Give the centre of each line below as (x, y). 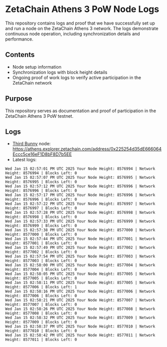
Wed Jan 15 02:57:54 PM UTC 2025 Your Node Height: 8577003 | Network (80, 256)
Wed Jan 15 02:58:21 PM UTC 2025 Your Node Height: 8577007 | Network (80, 300)
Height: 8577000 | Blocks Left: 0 (41, 235)
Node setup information (37, 67)
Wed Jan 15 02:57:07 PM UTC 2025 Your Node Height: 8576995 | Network (80, 178)
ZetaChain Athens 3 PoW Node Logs (82, 9)
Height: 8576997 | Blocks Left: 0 (41, 208)
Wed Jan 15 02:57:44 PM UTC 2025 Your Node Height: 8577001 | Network (80, 239)
